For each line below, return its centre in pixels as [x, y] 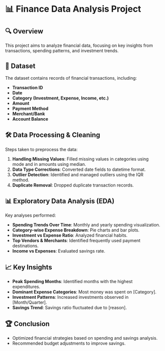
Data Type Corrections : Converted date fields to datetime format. [79, 169]
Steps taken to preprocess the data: [41, 149]
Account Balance [30, 119]
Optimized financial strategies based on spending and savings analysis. [85, 338]
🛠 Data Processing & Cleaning [53, 135]
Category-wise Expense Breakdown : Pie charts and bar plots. [76, 230]
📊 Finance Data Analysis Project [73, 9]
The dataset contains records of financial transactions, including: [71, 78]
